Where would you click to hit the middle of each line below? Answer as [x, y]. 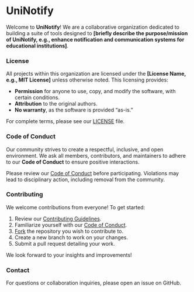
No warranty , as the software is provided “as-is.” [74, 110]
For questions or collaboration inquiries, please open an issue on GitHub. [94, 283]
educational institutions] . [37, 46]
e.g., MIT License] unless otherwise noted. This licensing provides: [87, 80]
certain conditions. [37, 97]
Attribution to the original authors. [56, 104]
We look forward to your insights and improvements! [69, 255]
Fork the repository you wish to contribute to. [69, 231]
